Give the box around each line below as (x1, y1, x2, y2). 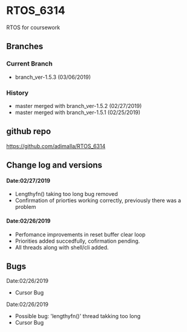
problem (15, 203, 36, 211)
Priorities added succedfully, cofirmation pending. (15, 237, 140, 245)
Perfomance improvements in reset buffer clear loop (15, 231, 146, 238)
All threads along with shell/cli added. (15, 243, 109, 251)
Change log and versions (6, 160, 103, 171)
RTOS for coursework (6, 24, 61, 31)
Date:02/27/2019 (6, 177, 50, 184)
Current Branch (6, 59, 53, 68)
